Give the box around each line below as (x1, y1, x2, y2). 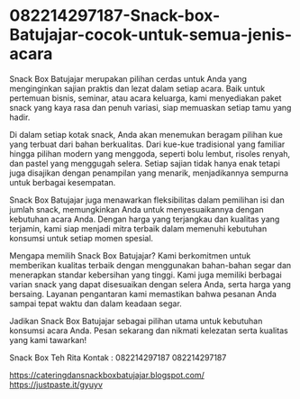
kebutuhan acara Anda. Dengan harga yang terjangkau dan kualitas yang (9, 213, 280, 224)
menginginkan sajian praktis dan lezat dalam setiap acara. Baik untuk (9, 83, 266, 94)
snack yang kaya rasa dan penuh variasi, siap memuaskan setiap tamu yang (9, 102, 292, 113)
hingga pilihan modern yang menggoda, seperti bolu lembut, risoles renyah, (9, 148, 291, 159)
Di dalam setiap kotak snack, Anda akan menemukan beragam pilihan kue (9, 129, 284, 140)
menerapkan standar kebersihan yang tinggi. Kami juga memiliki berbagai (9, 269, 282, 280)
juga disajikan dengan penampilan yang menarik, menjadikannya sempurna (9, 168, 289, 178)
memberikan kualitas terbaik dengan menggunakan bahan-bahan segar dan (9, 259, 292, 270)
